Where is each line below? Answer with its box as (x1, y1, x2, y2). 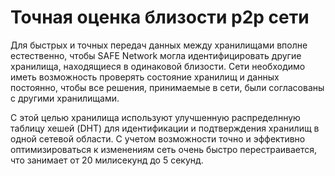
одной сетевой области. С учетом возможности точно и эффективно (10, 132, 306, 145)
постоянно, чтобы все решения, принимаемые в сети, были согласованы (10, 81, 325, 93)
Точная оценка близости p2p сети (10, 6, 310, 29)
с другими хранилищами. (10, 92, 120, 104)
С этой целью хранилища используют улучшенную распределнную (10, 111, 301, 123)
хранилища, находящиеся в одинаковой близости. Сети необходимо (10, 60, 306, 72)
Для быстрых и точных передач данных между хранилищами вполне (10, 39, 308, 51)
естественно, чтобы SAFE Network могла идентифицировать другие (10, 49, 302, 61)
